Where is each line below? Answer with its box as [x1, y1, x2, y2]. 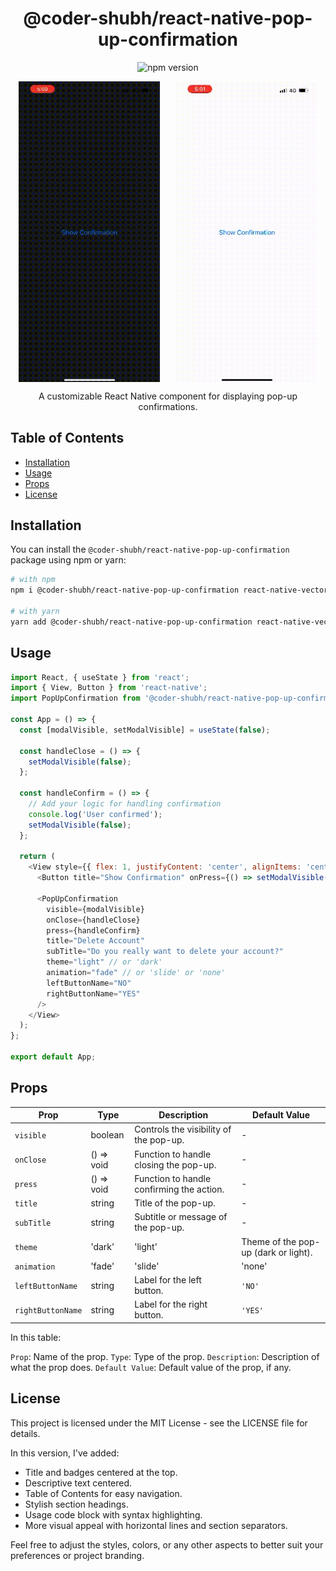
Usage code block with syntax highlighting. [24, 1508, 203, 1521]
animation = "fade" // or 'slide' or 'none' [46, 968, 226, 978]
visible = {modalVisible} [46, 904, 145, 914]
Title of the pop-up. [134, 1197, 216, 1209]
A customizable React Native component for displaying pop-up [38, 390, 298, 402]
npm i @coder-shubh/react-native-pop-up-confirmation [10, 585, 240, 596]
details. [10, 1427, 41, 1439]
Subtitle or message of [134, 1211, 228, 1223]
